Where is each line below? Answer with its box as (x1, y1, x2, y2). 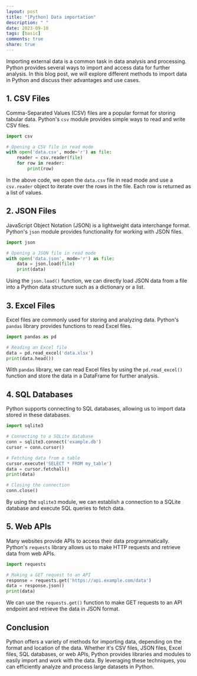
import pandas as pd (6, 334, 57, 340)
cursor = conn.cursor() (6, 444, 65, 450)
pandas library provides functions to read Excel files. (6, 322, 132, 329)
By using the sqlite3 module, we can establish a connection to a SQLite (6, 498, 181, 505)
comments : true (6, 36, 44, 42)
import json (6, 239, 35, 245)
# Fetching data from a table (6, 455, 81, 461)
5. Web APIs (6, 521, 52, 531)
